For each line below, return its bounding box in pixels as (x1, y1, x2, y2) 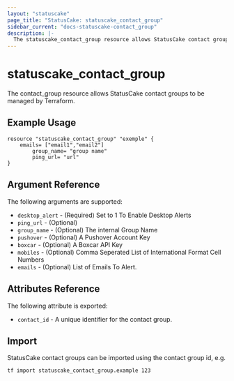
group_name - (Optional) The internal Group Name (17, 225, 158, 234)
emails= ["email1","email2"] (19, 141, 104, 149)
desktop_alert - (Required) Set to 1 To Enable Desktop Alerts (17, 211, 192, 219)
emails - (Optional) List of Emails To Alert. (17, 262, 137, 271)
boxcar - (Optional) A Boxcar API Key (17, 240, 123, 248)
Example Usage (7, 117, 77, 129)
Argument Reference (7, 179, 100, 190)
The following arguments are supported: (7, 197, 123, 206)
